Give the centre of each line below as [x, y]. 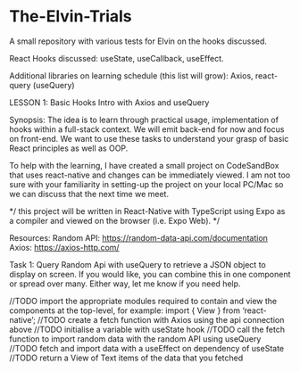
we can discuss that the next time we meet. [89, 194]
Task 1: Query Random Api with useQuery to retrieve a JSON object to [137, 264]
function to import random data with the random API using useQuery [135, 339]
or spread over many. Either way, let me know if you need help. [125, 284]
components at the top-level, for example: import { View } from [125, 310]
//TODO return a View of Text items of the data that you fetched [126, 358]
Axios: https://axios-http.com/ [64, 247]
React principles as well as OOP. [69, 148]
